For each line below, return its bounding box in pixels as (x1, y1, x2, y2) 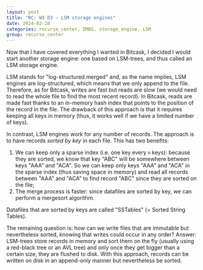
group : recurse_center (6, 32, 64, 38)
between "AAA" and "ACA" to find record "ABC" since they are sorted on (15, 175, 197, 182)
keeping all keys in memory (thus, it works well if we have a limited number (6, 112, 194, 120)
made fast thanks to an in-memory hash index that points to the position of (6, 99, 194, 107)
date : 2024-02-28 (6, 20, 51, 26)
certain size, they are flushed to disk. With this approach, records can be (6, 250, 189, 258)
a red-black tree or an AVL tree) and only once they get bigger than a (6, 244, 180, 251)
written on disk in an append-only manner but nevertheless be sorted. (6, 257, 182, 265)
